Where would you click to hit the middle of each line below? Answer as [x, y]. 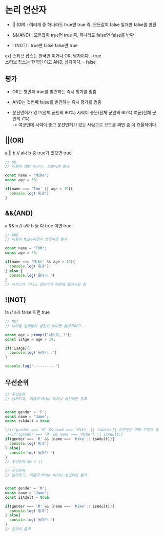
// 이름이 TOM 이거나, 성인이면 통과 [37, 167]
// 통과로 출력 [18, 529]
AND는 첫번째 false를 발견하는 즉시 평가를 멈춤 [57, 102]
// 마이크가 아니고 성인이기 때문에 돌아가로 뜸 [46, 285]
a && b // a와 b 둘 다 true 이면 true [38, 225]
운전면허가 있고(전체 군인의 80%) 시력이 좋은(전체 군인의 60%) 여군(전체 [82, 112]
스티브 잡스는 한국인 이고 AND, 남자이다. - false [51, 62]
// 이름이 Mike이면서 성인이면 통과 [36, 240]
